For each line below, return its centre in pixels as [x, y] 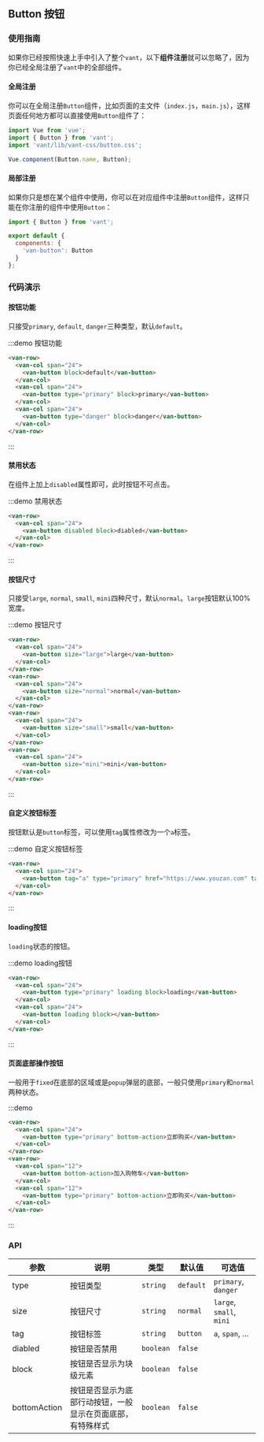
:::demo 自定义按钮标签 [46, 849]
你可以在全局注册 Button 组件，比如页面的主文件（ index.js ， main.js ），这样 [130, 106]
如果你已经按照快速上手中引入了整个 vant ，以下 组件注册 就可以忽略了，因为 [129, 57]
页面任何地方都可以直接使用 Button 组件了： [77, 115]
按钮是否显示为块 [101, 1363]
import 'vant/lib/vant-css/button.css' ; [75, 145]
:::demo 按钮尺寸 [35, 625]
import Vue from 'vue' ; [47, 130]
